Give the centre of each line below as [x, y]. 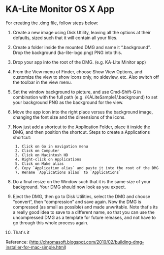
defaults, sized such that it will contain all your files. [65, 38]
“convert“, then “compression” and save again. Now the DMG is [77, 202]
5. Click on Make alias [39, 164]
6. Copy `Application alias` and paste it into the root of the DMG [87, 168]
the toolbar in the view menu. [42, 82]
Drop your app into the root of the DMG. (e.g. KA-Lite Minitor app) [79, 62]
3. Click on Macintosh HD [42, 155]
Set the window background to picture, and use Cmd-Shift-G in [77, 92]
